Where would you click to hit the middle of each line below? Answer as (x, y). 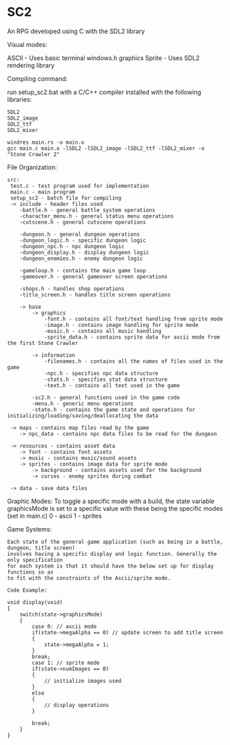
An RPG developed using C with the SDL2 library (76, 31)
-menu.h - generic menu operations (83, 404)
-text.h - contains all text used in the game (112, 385)
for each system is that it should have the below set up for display (111, 566)
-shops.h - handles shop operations (72, 289)
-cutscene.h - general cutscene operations (83, 222)
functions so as (30, 572)
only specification (35, 560)
